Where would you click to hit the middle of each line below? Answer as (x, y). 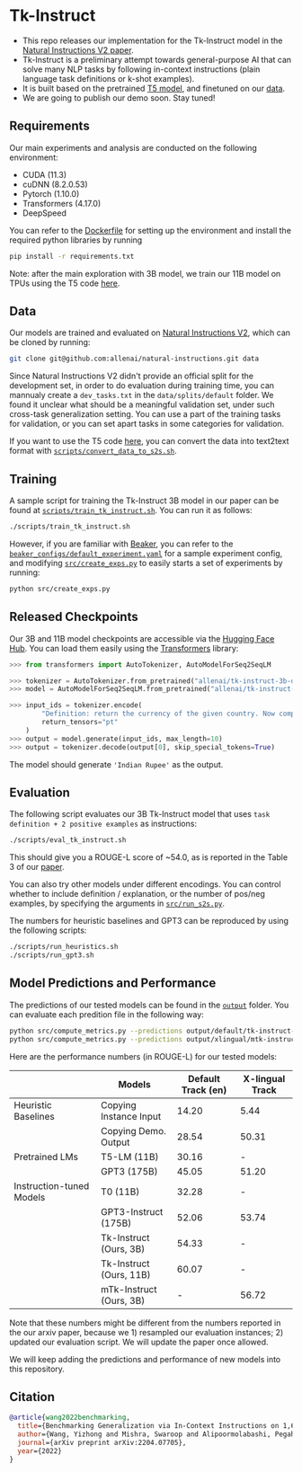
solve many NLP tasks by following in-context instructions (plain (141, 69)
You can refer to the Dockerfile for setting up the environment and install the (151, 230)
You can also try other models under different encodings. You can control (145, 884)
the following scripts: (48, 930)
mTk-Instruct (129, 1289)
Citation (32, 1397)
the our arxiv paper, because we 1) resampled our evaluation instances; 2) (147, 1332)
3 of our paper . (37, 867)
